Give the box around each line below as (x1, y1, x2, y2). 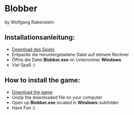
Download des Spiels (11, 46, 55, 52)
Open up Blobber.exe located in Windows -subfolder (11, 99, 119, 105)
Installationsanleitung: (4, 33, 75, 42)
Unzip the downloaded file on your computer (11, 94, 103, 100)
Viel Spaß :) (11, 62, 35, 68)
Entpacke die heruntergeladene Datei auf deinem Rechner (11, 51, 130, 57)
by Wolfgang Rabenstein (4, 19, 54, 25)
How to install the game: (4, 76, 80, 85)
